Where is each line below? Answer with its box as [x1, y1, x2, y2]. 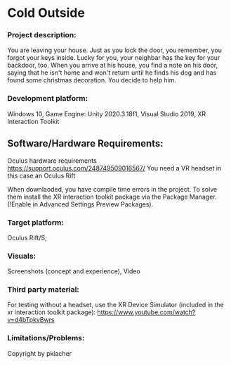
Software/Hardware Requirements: [7, 137, 164, 149]
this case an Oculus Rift [7, 171, 76, 180]
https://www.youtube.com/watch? [97, 308, 196, 316]
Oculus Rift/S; [7, 233, 47, 242]
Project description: [7, 30, 77, 40]
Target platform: [7, 217, 65, 227]
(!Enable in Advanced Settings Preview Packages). [7, 199, 154, 209]
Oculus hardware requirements [7, 156, 97, 165]
